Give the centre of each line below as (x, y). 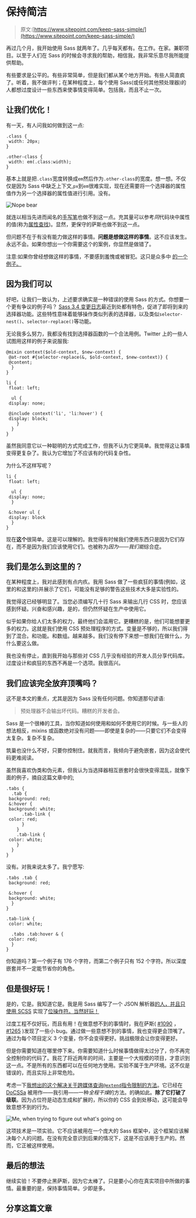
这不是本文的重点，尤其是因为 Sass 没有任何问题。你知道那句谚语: (85, 699)
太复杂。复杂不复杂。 (32, 738)
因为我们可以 (29, 284)
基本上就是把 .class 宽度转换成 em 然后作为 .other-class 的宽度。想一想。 (91, 179)
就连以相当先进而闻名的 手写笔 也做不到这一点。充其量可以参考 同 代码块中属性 (98, 217)
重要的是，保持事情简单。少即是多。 (65, 1188)
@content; (20, 362)
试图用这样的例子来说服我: (38, 341)
